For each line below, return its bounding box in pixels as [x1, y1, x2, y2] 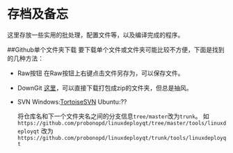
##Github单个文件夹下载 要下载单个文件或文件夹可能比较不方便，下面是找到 [7, 45, 225, 54]
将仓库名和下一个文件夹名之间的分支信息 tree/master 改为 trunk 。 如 [17, 112, 210, 120]
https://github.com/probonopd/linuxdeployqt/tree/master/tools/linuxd [17, 120, 227, 127]
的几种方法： [7, 54, 44, 63]
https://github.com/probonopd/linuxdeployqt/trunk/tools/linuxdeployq [17, 134, 227, 141]
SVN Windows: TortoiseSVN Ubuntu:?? [17, 97, 127, 106]
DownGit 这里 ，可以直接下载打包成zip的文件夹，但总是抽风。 [17, 83, 193, 92]
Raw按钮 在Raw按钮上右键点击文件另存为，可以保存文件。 [17, 69, 184, 77]
